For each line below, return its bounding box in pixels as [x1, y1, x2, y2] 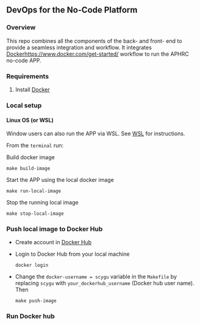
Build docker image [6, 154, 55, 161]
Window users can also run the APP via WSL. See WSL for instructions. [6, 130, 185, 137]
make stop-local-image [6, 211, 64, 217]
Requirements [6, 72, 49, 80]
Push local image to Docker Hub [6, 225, 103, 233]
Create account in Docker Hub [15, 239, 92, 246]
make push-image [15, 298, 57, 304]
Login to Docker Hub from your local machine [15, 250, 130, 258]
